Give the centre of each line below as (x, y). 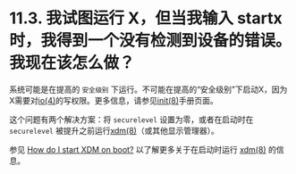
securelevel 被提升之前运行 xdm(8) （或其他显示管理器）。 (114, 130)
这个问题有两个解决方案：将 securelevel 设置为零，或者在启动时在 (131, 119)
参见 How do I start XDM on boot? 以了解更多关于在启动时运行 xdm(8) (138, 149)
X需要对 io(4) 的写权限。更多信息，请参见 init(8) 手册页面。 (114, 100)
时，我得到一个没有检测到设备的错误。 (151, 41)
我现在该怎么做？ (72, 63)
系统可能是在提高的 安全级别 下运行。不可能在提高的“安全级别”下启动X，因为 (148, 89)
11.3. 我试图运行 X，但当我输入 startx (146, 18)
